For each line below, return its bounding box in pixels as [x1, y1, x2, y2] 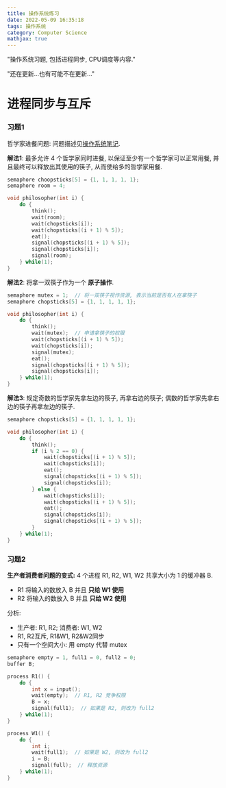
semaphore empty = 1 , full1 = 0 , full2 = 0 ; [7, 654, 136, 661]
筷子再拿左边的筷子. [18, 402, 75, 411]
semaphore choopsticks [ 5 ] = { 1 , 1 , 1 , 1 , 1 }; [7, 176, 140, 183]
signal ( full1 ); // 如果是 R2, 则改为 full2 [32, 705, 155, 712]
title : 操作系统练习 [7, 10, 60, 17]
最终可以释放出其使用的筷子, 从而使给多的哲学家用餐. [12, 162, 163, 171]
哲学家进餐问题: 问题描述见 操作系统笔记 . [7, 139, 121, 147]
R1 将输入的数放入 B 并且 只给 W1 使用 [16, 586, 125, 594]
